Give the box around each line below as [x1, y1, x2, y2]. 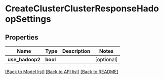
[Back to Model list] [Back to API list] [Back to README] [5, 69, 119, 75]
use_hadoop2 [7, 56, 41, 63]
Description [62, 48, 90, 54]
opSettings [5, 13, 51, 25]
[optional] [95, 56, 118, 63]
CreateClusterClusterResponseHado [5, 3, 159, 14]
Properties [5, 33, 39, 41]
